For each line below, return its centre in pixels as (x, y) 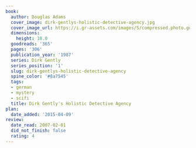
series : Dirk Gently (36, 60)
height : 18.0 (32, 38)
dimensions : (25, 33)
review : (15, 120)
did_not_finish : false (38, 131)
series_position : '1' (37, 66)
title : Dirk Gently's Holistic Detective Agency (71, 103)
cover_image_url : (32, 28)
